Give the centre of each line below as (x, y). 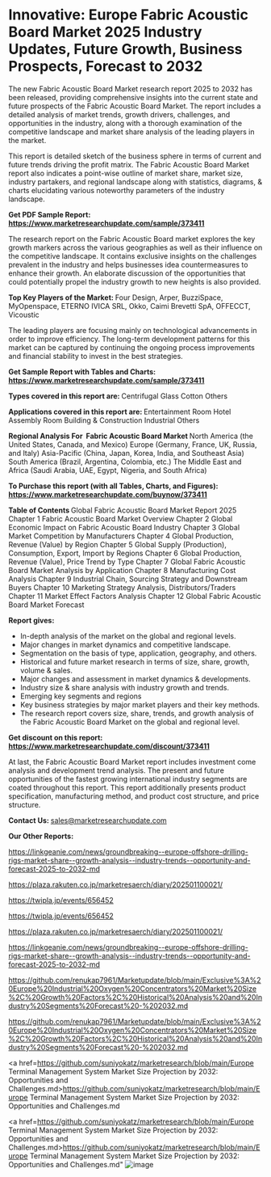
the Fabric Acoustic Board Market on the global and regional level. (130, 722)
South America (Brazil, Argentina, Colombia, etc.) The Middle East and (125, 462)
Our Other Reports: (41, 836)
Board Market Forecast (46, 605)
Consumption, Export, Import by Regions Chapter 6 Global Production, (125, 553)
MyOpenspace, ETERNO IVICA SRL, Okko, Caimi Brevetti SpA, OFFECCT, (129, 306)
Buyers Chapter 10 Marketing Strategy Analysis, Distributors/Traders (122, 587)
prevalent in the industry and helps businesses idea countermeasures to (128, 264)
